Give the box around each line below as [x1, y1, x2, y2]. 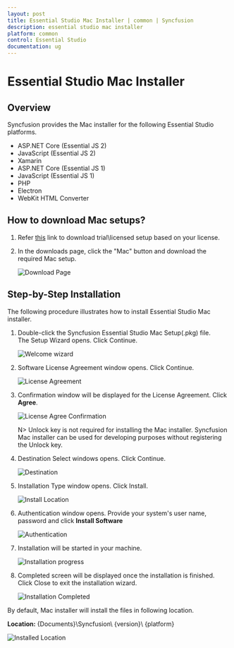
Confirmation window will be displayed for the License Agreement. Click [17, 390, 228, 399]
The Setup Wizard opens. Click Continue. [17, 336, 138, 344]
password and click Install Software [17, 516, 123, 524]
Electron [17, 186, 42, 195]
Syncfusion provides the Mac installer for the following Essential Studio [7, 121, 214, 128]
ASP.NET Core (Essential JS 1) [17, 164, 106, 172]
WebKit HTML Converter [17, 194, 90, 202]
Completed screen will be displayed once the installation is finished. [17, 571, 215, 580]
